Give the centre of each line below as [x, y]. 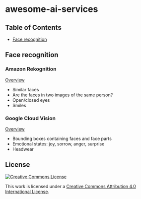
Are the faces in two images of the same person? [63, 95]
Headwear [23, 149]
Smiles [19, 105]
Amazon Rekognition [31, 69]
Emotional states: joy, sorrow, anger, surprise [58, 144]
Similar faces [26, 89]
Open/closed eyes [31, 100]
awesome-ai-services [52, 9]
